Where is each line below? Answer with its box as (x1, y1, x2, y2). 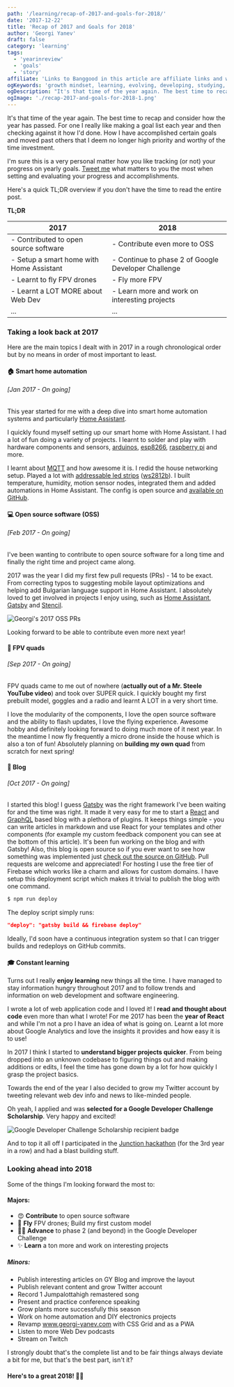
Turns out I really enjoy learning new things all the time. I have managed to (7, 976, 222, 985)
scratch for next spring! (7, 747, 75, 755)
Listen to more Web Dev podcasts (17, 1327, 115, 1335)
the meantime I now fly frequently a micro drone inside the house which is (7, 732, 220, 740)
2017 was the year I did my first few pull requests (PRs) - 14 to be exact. (7, 571, 214, 580)
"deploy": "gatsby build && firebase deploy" (7, 922, 141, 929)
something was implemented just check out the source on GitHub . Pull (7, 853, 209, 861)
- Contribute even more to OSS (111, 239, 214, 249)
